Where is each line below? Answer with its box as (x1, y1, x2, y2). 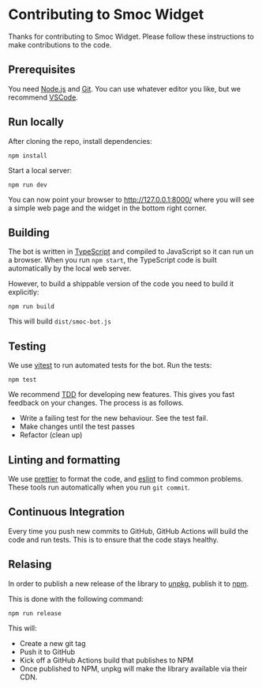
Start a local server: (8, 165, 73, 175)
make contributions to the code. (8, 40, 112, 49)
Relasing (8, 558, 52, 571)
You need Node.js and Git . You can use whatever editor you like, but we (8, 84, 241, 93)
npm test (8, 376, 37, 384)
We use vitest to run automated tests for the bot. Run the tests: (8, 361, 212, 370)
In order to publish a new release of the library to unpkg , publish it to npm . (8, 579, 249, 588)
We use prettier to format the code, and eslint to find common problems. (8, 474, 244, 483)
